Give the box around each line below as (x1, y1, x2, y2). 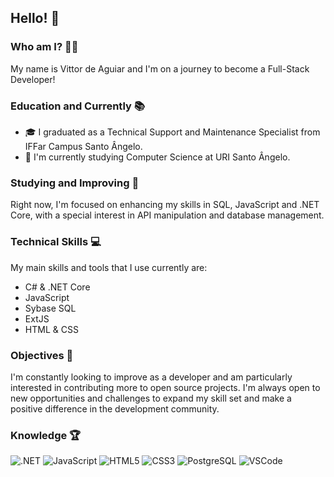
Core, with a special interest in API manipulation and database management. (10, 209, 325, 221)
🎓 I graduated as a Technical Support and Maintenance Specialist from (24, 126, 321, 138)
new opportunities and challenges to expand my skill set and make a (10, 392, 292, 404)
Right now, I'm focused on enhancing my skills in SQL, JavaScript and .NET (10, 199, 320, 211)
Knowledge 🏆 (10, 428, 82, 442)
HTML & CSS (24, 323, 79, 335)
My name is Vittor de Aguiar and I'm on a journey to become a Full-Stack (10, 62, 310, 75)
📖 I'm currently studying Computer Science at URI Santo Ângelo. (24, 151, 291, 163)
